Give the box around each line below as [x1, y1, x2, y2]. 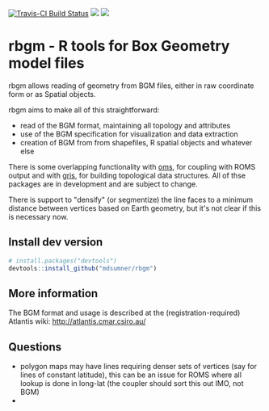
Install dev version [8, 235, 103, 250]
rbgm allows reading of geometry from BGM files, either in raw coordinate [8, 81, 254, 90]
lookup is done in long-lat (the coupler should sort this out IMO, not [19, 379, 244, 388]
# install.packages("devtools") [8, 257, 117, 265]
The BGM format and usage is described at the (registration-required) [8, 308, 241, 318]
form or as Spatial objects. [8, 89, 96, 99]
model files [8, 54, 85, 73]
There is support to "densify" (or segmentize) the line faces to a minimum [8, 195, 253, 204]
